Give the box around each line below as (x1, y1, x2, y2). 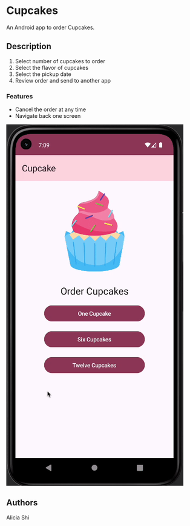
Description (6, 41, 51, 52)
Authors (6, 497, 38, 508)
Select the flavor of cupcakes (15, 64, 89, 71)
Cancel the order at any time (15, 106, 87, 113)
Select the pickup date (15, 70, 71, 78)
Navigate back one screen (15, 112, 81, 120)
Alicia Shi (6, 514, 30, 521)
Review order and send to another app (15, 77, 111, 84)
